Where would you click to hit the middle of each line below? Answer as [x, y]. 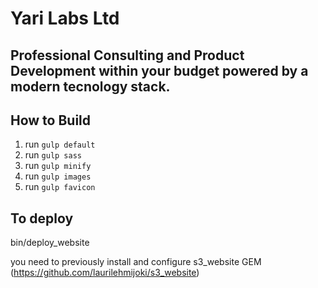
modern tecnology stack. [90, 86]
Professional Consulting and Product [127, 55]
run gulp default [60, 144]
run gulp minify [58, 166]
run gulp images [58, 176]
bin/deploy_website [50, 243]
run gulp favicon [60, 187]
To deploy [42, 218]
